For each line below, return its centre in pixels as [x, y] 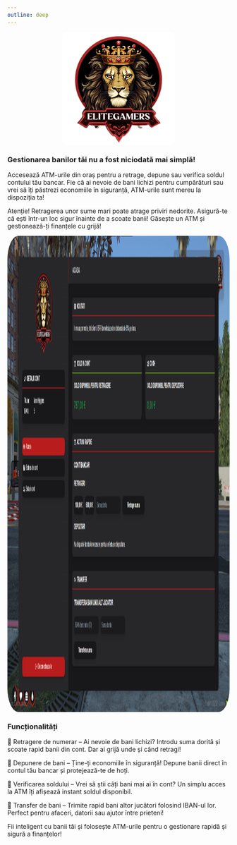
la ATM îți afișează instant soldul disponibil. [70, 792]
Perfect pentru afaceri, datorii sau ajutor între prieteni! [86, 813]
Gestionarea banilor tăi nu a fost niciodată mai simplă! [102, 159]
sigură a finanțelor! [35, 834]
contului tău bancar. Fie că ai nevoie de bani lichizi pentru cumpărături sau [115, 182]
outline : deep [28, 15]
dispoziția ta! [26, 197]
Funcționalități [33, 727]
